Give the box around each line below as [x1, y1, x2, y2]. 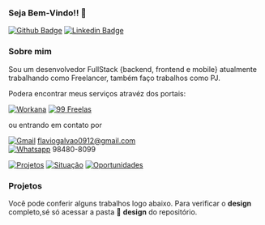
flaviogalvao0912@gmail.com [37, 135, 136, 145]
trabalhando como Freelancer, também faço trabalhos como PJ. [8, 73, 220, 83]
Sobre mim [8, 46, 53, 57]
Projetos [8, 180, 43, 191]
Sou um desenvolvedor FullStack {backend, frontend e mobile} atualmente [8, 64, 258, 74]
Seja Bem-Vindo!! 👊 [8, 7, 87, 19]
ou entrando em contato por [8, 120, 103, 129]
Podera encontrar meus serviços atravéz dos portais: [8, 88, 186, 98]
